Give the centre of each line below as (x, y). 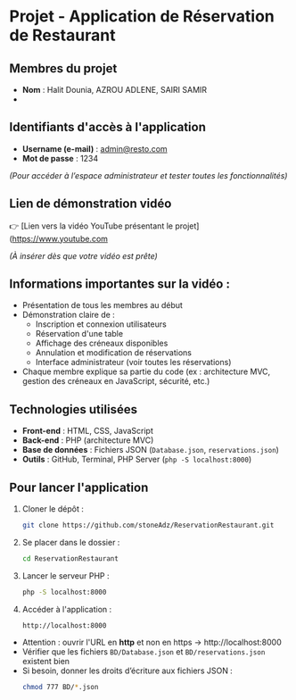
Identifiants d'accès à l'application (108, 127)
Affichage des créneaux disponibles (102, 343)
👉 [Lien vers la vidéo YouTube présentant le (91, 226)
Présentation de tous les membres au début (102, 305)
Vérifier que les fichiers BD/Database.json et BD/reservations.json (144, 651)
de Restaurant (62, 35)
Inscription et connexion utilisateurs (101, 324)
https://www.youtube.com (60, 238)
